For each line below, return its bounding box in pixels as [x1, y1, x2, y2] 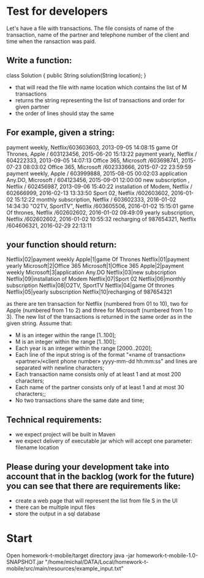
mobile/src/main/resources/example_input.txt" [6, 565, 124, 572]
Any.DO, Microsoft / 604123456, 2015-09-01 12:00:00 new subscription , [6, 176, 190, 183]
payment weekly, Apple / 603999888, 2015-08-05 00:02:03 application [6, 170, 188, 177]
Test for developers [6, 4, 108, 18]
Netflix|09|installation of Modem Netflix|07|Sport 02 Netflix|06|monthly [6, 275, 186, 283]
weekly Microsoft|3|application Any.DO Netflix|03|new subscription [6, 268, 176, 276]
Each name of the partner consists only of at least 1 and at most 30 [15, 384, 185, 391]
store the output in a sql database [15, 510, 100, 517]
